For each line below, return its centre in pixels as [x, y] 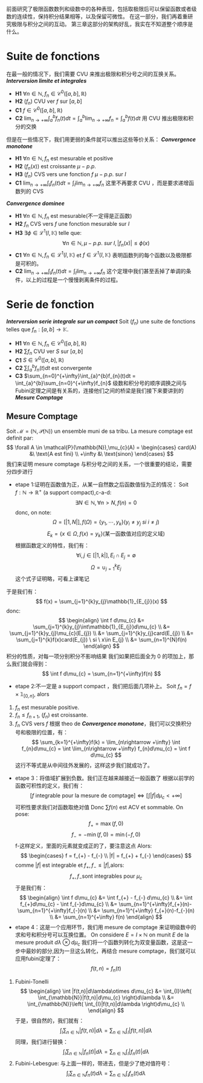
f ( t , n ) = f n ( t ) [106, 969]
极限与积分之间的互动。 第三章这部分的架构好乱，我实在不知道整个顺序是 [102, 24]
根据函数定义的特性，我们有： [52, 545]
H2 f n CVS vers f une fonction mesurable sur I [72, 225]
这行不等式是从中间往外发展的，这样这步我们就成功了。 [84, 765]
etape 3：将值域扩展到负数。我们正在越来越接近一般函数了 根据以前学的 [105, 778]
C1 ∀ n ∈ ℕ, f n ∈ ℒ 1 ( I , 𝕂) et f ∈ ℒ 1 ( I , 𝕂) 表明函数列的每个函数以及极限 [101, 255]
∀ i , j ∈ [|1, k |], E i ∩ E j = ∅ [106, 556]
